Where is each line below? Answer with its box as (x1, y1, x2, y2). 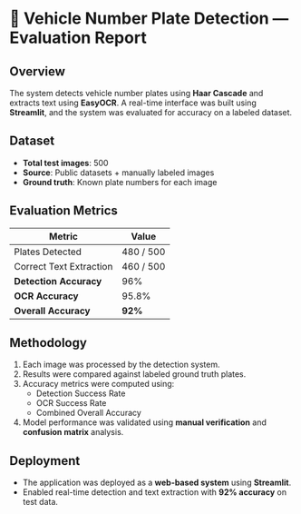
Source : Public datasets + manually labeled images (22, 167, 215, 178)
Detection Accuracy (14, 274, 102, 287)
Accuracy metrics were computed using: (22, 379, 175, 390)
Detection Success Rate (35, 388, 126, 399)
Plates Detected (14, 245, 82, 258)
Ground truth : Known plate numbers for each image (22, 176, 218, 187)
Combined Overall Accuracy (35, 408, 142, 419)
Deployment (9, 453, 81, 469)
